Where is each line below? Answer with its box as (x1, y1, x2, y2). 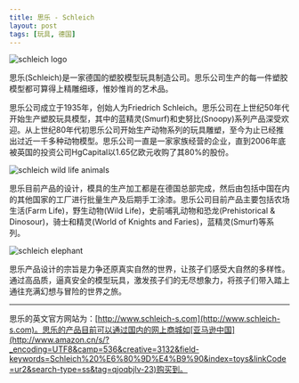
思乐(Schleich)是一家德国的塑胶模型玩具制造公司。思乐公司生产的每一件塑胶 (9, 72, 288, 83)
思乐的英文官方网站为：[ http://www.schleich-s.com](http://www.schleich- (9, 314, 281, 324)
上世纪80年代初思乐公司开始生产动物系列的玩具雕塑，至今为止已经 (32, 125, 277, 135)
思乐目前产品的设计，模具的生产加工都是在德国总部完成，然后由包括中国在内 (9, 183, 290, 194)
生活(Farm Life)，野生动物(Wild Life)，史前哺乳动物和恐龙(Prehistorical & (9, 206, 276, 216)
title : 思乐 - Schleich (9, 12, 95, 22)
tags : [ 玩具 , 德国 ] (9, 29, 77, 38)
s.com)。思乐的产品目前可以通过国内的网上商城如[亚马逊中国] (9, 324, 236, 335)
